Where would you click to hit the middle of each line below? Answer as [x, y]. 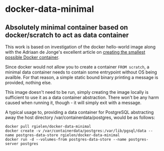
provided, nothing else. [29, 83]
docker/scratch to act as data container [67, 35]
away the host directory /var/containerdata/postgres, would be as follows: [80, 117]
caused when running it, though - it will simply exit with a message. [73, 103]
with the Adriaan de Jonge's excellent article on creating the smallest [75, 52]
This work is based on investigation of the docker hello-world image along [81, 47]
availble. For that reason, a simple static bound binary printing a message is [82, 77]
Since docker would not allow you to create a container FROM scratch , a [77, 67]
